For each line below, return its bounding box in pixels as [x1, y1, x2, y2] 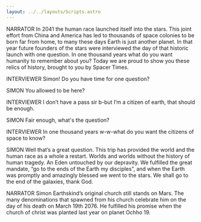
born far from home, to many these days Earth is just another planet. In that [6, 38, 193, 45]
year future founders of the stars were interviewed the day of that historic [6, 44, 189, 52]
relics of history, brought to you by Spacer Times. [6, 64, 129, 71]
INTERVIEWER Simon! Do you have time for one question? [6, 75, 150, 82]
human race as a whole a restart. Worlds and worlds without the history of [6, 152, 190, 160]
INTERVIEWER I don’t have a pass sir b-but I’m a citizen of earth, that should [6, 98, 196, 106]
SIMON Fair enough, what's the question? [6, 116, 110, 124]
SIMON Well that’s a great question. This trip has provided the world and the [6, 146, 195, 153]
